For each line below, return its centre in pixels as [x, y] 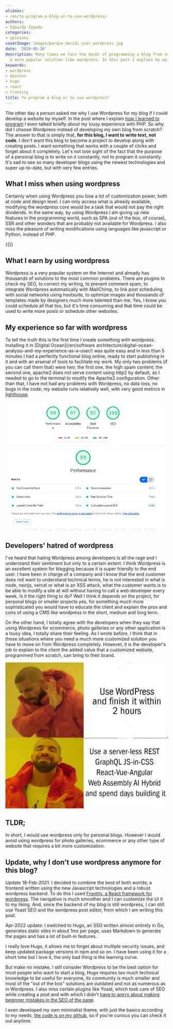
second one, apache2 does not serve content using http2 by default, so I [83, 372]
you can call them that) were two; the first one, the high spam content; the [84, 367]
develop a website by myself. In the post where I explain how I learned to [82, 118]
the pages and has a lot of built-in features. [51, 936]
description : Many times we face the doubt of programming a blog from [84, 54]
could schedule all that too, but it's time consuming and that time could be [84, 306]
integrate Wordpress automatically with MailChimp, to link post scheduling [84, 289]
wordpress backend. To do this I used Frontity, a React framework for [79, 894]
